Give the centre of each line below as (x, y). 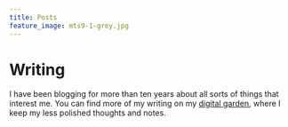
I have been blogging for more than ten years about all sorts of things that (144, 94)
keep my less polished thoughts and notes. (88, 113)
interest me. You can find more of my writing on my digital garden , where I (145, 104)
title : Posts (33, 17)
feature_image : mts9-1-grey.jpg (69, 26)
